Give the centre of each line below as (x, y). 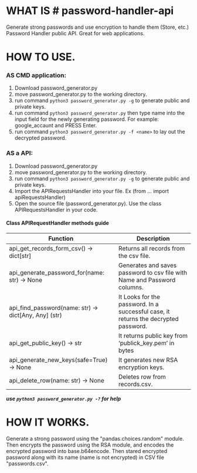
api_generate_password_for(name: (57, 272)
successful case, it (144, 311)
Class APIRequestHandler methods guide (58, 223)
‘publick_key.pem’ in (146, 343)
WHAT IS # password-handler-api (90, 11)
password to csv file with (153, 272)
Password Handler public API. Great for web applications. (75, 33)
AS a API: (20, 153)
